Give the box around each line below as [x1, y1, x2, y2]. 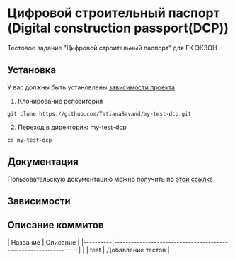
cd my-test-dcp [7, 136, 52, 143]
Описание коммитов [7, 219, 104, 231]
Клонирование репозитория [17, 96, 103, 105]
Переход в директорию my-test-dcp [17, 123, 127, 131]
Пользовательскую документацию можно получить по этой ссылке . [7, 174, 215, 183]
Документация [7, 156, 79, 168]
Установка [7, 64, 57, 76]
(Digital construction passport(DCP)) [7, 20, 229, 36]
